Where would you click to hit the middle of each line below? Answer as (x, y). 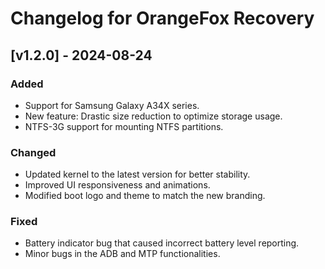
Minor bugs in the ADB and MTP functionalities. (122, 254)
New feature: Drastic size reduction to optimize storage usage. (153, 116)
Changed (33, 152)
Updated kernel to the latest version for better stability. (137, 174)
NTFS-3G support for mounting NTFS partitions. (124, 126)
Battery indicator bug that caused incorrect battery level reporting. (162, 243)
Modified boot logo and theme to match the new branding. (145, 196)
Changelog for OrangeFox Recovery (162, 18)
